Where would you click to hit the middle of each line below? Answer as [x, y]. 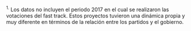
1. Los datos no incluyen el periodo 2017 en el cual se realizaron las [88, 9]
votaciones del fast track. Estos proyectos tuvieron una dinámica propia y [96, 15]
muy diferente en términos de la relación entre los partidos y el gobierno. [95, 22]
